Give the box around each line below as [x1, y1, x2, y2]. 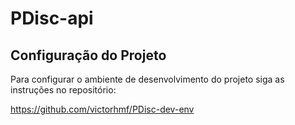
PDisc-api [10, 7, 94, 30]
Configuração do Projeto [10, 47, 167, 64]
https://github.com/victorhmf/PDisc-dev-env [10, 103, 195, 115]
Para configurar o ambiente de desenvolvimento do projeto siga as [10, 73, 285, 85]
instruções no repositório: [10, 84, 117, 96]
